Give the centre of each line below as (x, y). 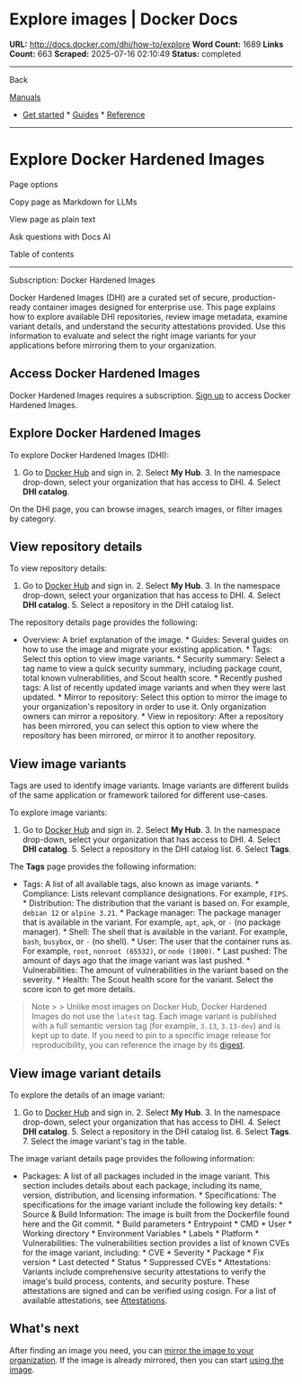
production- (254, 297)
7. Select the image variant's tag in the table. (104, 1141)
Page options (34, 184)
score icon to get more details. (79, 990)
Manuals (25, 97)
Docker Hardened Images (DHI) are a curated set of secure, (120, 297)
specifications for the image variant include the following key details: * (152, 1204)
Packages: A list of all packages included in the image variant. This (146, 1176)
